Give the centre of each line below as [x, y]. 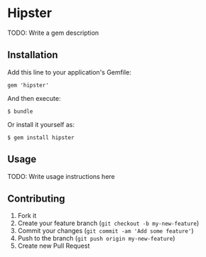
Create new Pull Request [54, 246]
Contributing [36, 198]
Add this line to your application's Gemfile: [69, 72]
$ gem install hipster [41, 137]
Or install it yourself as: [41, 124]
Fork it [27, 216]
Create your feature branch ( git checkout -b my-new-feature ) [108, 223]
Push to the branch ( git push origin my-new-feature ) [96, 239]
